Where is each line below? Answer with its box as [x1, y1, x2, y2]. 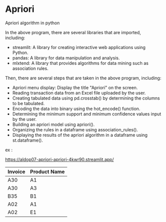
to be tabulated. [12, 100, 45, 106]
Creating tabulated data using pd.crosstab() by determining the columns [12, 95, 160, 101]
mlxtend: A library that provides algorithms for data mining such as [12, 60, 149, 66]
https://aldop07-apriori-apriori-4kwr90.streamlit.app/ [5, 156, 114, 162]
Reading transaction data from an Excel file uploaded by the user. [12, 90, 146, 96]
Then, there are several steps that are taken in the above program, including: [5, 75, 162, 81]
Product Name [30, 168, 65, 175]
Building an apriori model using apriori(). [12, 121, 95, 127]
